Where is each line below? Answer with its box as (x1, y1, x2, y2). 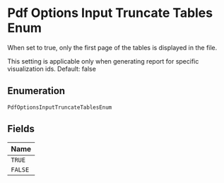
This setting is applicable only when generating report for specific (7, 57, 199, 65)
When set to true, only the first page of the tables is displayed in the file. (7, 43, 218, 52)
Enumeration (7, 85, 66, 97)
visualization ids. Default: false (7, 64, 97, 73)
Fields (7, 123, 35, 135)
